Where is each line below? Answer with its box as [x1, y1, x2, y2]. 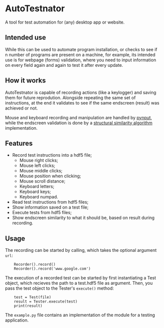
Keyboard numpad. [19, 194, 58, 200]
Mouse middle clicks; [19, 168, 63, 174]
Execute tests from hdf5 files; [12, 210, 72, 216]
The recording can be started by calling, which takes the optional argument [5, 247, 157, 253]
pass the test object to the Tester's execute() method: [5, 285, 114, 291]
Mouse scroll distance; [19, 178, 66, 184]
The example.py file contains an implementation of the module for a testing [5, 312, 155, 318]
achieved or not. [5, 105, 38, 111]
